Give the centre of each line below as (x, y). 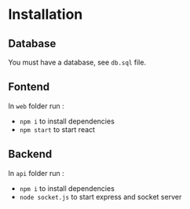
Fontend (29, 87)
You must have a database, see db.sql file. (77, 62)
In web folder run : (36, 106)
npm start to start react (57, 129)
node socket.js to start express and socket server (100, 196)
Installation (46, 15)
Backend (30, 154)
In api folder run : (36, 173)
